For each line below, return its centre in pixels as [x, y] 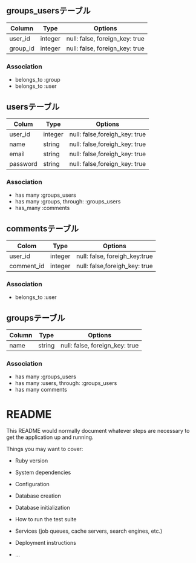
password [23, 163]
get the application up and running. [50, 437]
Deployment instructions [46, 543]
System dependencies [43, 472]
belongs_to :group [38, 80]
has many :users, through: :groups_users [66, 383]
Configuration [32, 484]
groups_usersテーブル [48, 11]
